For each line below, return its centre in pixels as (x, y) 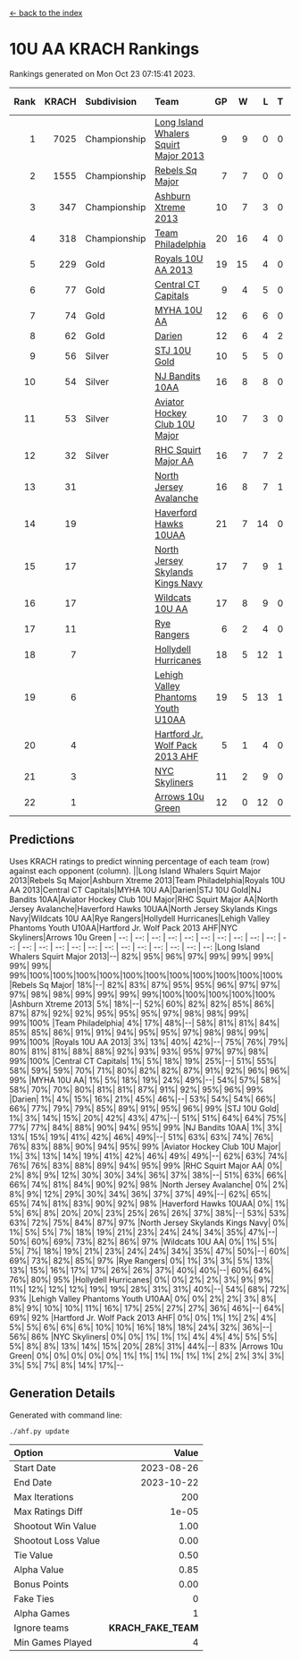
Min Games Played (53, 1642)
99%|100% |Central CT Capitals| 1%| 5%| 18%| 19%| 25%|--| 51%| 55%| (143, 1060)
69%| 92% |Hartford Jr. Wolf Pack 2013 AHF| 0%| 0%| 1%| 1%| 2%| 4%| (143, 1317)
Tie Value (33, 1554)
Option (29, 1452)
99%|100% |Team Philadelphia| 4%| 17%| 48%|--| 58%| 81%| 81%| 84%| (145, 1023)
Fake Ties (34, 1598)
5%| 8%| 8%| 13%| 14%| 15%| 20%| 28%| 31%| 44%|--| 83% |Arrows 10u (146, 1346)
